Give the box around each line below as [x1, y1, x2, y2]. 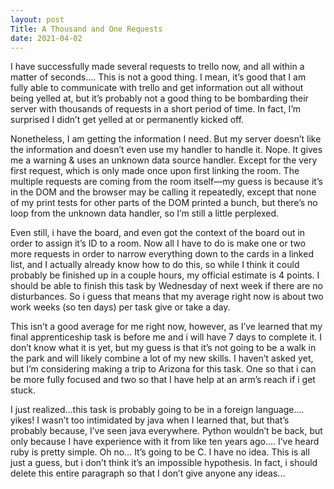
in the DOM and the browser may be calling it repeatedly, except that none [10, 186, 317, 198]
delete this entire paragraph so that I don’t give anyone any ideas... [10, 467, 286, 480]
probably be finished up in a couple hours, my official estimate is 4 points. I [10, 269, 320, 281]
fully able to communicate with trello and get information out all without [10, 82, 304, 94]
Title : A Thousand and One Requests [10, 24, 163, 34]
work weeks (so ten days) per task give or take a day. [10, 301, 231, 313]
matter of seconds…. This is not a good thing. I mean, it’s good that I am [10, 71, 307, 83]
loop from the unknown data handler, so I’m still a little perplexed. [10, 207, 280, 220]
